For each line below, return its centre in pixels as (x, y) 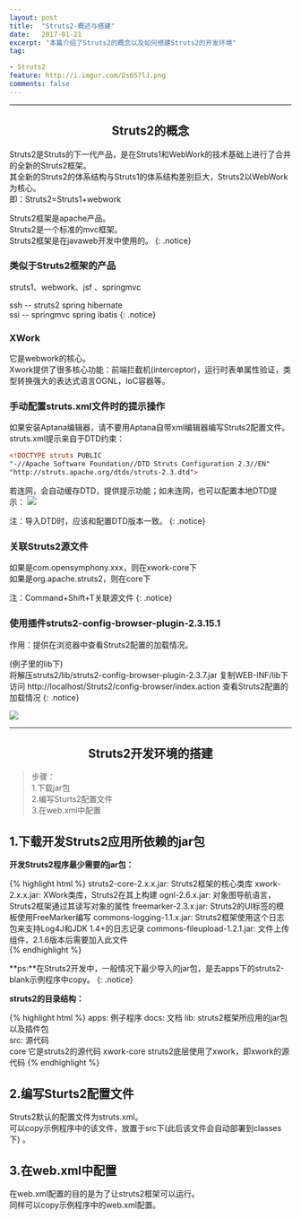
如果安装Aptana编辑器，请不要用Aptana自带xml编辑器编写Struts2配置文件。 (150, 428)
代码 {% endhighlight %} (55, 1063)
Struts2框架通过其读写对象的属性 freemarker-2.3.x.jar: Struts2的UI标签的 (143, 906)
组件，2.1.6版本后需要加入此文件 (69, 940)
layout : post (34, 17)
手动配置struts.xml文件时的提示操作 (87, 406)
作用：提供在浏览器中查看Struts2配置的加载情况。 (101, 644)
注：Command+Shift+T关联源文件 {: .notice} (91, 598)
